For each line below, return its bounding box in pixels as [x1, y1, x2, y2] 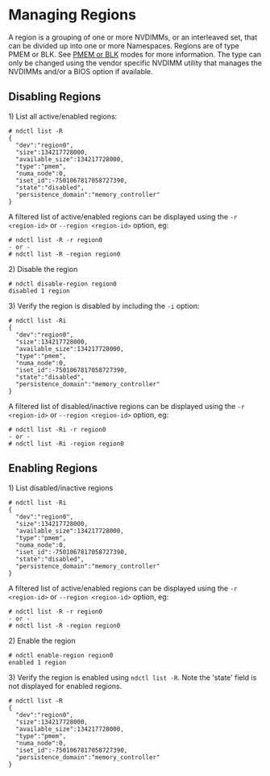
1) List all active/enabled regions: [8, 111, 118, 121]
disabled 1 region [8, 286, 70, 295]
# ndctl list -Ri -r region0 [8, 425, 106, 433]
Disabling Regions [8, 90, 102, 104]
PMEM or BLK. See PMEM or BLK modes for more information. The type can [8, 49, 262, 59]
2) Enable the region [8, 636, 76, 645]
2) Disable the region [8, 264, 78, 273]
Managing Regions [8, 6, 137, 24]
